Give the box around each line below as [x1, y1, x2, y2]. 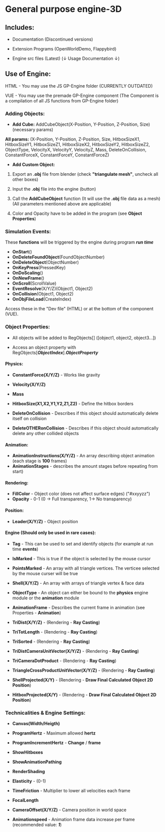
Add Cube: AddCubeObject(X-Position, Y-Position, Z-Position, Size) [12, 121, 150, 127]
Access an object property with [12, 344, 76, 350]
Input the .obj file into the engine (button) [12, 186, 96, 192]
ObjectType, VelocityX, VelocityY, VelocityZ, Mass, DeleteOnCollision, [5, 147, 147, 153]
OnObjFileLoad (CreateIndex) [12, 296, 71, 302]
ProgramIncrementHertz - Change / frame [12, 740, 101, 746]
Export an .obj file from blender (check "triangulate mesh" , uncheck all [12, 171, 159, 177]
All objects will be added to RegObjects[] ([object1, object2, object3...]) [12, 335, 156, 341]
